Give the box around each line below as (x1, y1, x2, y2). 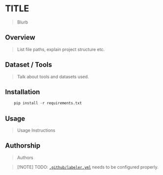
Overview (5, 33, 36, 42)
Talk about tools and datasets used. (17, 74, 89, 79)
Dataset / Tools (5, 61, 52, 69)
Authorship (5, 142, 41, 150)
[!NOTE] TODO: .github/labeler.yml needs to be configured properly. (17, 164, 159, 170)
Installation (5, 88, 40, 96)
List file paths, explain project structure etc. (17, 46, 105, 52)
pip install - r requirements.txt (14, 101, 82, 106)
